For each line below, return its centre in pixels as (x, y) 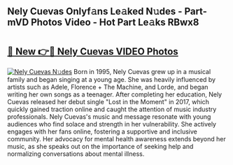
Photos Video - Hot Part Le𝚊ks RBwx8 (115, 23)
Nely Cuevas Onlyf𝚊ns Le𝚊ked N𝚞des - (95, 12)
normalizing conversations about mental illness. (76, 154)
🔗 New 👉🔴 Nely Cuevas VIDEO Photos (93, 51)
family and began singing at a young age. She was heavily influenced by (111, 79)
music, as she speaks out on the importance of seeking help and (100, 146)
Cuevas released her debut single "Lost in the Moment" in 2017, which (108, 102)
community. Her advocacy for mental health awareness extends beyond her (116, 139)
